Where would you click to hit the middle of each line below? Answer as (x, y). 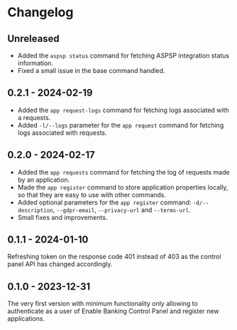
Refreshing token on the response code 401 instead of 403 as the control (114, 257)
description (35, 210)
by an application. (44, 180)
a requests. (34, 117)
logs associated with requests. (62, 133)
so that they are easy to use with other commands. (92, 194)
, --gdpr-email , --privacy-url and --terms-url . (122, 209)
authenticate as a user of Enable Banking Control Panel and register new (113, 311)
